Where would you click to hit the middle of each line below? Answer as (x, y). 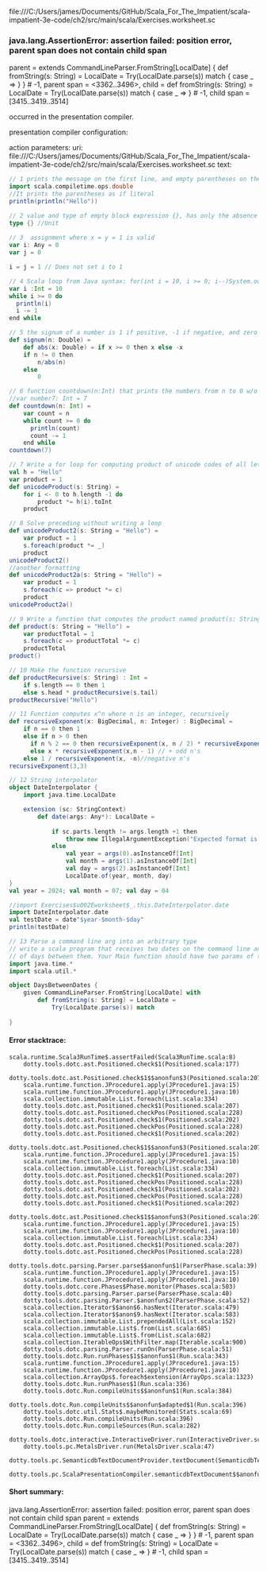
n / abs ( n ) (52, 362)
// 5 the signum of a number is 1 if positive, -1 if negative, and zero (133, 333)
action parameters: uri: (46, 148)
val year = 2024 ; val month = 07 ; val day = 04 (89, 891)
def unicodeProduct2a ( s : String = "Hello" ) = (85, 575)
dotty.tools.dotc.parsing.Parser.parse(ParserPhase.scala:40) (128, 1293)
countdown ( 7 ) (31, 451)
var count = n (46, 413)
